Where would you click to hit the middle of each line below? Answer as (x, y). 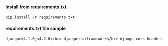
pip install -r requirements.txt (40, 17)
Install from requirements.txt (36, 7)
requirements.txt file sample (36, 28)
